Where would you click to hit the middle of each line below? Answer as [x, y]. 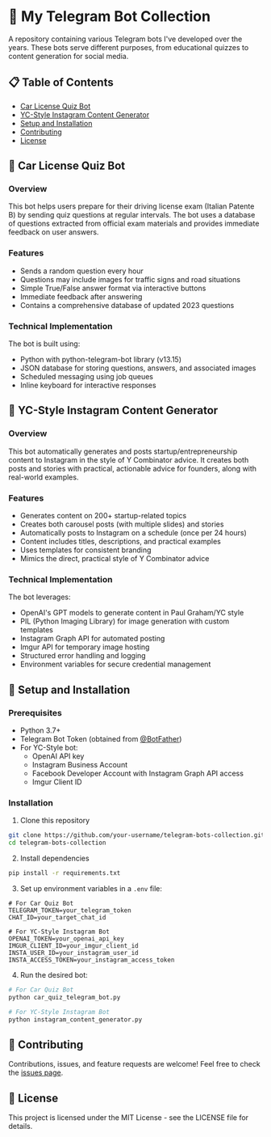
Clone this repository [55, 821]
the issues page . [36, 1073]
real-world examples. [44, 477]
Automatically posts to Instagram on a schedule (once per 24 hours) [133, 533]
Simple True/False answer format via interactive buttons [113, 288]
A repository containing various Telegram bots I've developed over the [125, 39]
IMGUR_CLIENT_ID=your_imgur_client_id [73, 945]
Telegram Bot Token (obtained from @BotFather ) [101, 739]
